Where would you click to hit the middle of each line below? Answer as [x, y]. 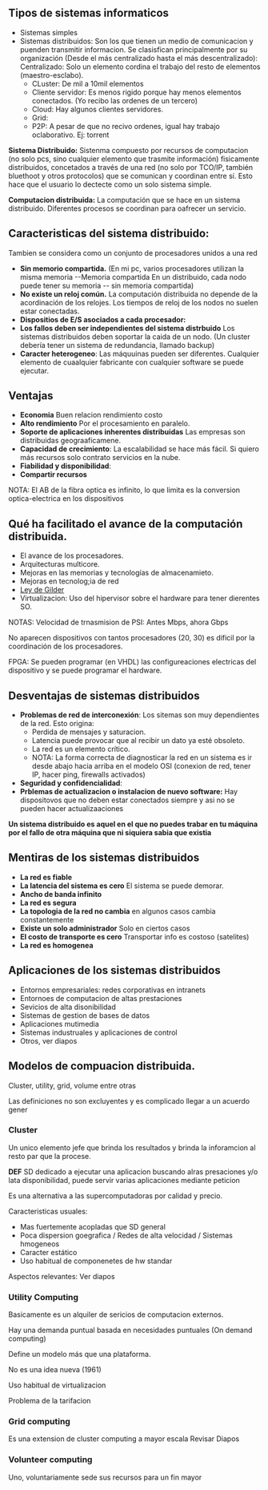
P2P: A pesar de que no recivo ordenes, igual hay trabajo [126, 126]
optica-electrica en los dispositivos [66, 499]
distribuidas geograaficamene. [70, 441]
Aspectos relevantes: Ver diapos [62, 1276]
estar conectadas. [50, 311]
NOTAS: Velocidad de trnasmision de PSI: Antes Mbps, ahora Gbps [118, 622]
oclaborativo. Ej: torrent [70, 135]
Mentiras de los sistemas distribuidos [104, 858]
